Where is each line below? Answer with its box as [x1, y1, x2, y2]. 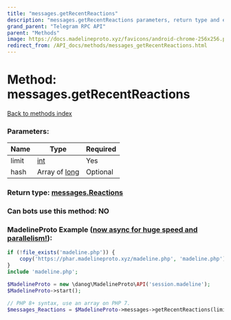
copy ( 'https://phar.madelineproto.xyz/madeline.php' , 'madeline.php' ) [19, 256, 226, 263]
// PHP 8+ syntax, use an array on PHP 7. [7, 299, 131, 307]
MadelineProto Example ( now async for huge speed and [7, 225, 198, 234]
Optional [85, 167, 113, 177]
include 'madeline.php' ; [7, 268, 78, 275]
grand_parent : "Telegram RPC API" [7, 23, 107, 30]
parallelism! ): [7, 234, 53, 243]
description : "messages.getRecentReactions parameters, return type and [7, 17, 220, 23]
